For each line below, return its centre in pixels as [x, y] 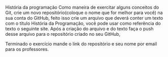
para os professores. [27, 49]
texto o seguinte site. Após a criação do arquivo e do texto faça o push [79, 29]
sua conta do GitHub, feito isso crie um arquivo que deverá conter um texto [84, 18]
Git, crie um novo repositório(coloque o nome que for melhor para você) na [84, 13]
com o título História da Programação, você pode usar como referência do [83, 23]
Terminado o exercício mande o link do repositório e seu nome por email [81, 44]
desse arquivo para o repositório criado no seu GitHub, [63, 34]
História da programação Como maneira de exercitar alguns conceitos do [82, 7]
